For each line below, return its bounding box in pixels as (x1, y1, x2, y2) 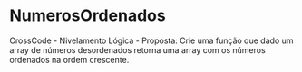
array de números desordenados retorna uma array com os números (9, 44, 266, 55)
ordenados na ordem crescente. (9, 54, 130, 65)
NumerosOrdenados (9, 5, 166, 26)
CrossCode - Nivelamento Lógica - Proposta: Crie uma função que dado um (9, 35, 294, 46)
